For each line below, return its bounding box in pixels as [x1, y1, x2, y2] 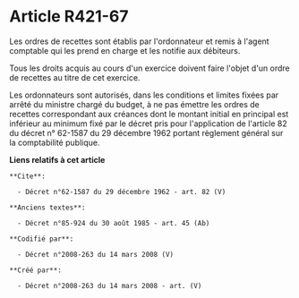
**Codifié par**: [9, 234, 74, 243]
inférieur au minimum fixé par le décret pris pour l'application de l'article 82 [9, 118, 288, 129]
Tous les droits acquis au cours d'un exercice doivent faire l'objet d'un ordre [9, 63, 291, 73]
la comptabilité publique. [9, 137, 100, 148]
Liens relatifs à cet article [9, 154, 106, 165]
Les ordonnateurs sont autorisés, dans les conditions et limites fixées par [9, 89, 279, 100]
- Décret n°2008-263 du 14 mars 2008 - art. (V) [17, 281, 202, 290]
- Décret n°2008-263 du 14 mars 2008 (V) [17, 250, 175, 259]
